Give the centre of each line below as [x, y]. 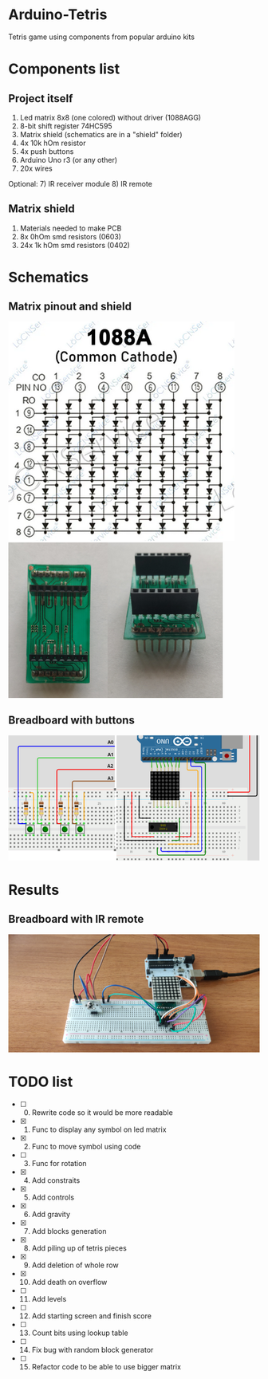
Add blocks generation [69, 1231]
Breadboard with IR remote [76, 919]
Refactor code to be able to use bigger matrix [106, 1367]
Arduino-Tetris [58, 15]
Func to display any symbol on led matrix [99, 1129]
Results [34, 890]
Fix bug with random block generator [93, 1350]
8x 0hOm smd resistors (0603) [71, 236]
